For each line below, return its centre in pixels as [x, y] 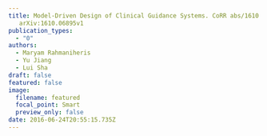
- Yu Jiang [34, 61]
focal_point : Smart [48, 105]
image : [19, 90]
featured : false [35, 82]
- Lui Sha [32, 68]
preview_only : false [50, 113]
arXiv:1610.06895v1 [51, 23]
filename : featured [48, 98]
